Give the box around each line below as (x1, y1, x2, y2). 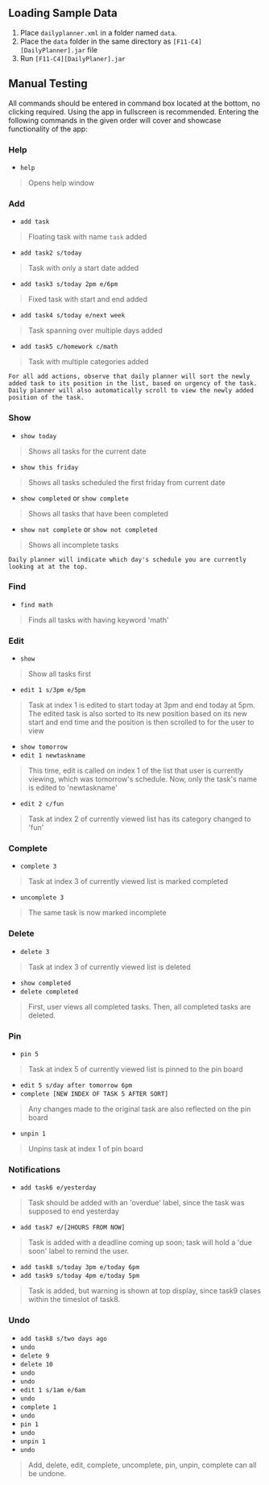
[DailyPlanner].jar (19, 46, 86, 55)
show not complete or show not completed (19, 524, 158, 534)
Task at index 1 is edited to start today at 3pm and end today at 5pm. (27, 700, 255, 710)
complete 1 (19, 1403, 57, 1411)
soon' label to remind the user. (27, 1246, 130, 1256)
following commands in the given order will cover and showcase (8, 115, 221, 125)
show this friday (19, 463, 79, 471)
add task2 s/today (19, 249, 82, 257)
